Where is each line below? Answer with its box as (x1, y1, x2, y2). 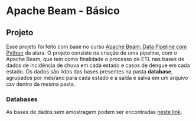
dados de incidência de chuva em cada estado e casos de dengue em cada (6, 62, 190, 69)
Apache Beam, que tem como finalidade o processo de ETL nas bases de (6, 56, 185, 62)
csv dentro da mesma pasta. (6, 80, 76, 88)
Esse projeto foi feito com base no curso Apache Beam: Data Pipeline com (6, 43, 187, 50)
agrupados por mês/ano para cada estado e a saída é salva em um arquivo (6, 75, 188, 81)
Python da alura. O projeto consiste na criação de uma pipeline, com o (6, 49, 177, 56)
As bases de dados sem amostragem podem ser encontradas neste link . (6, 109, 182, 116)
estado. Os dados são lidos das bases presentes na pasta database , (6, 68, 173, 75)
